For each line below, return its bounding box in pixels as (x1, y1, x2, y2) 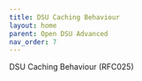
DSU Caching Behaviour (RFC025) (9, 62, 134, 72)
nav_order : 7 (9, 37, 57, 47)
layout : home (9, 21, 57, 30)
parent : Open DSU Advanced (9, 29, 108, 38)
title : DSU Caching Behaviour (9, 12, 121, 22)
